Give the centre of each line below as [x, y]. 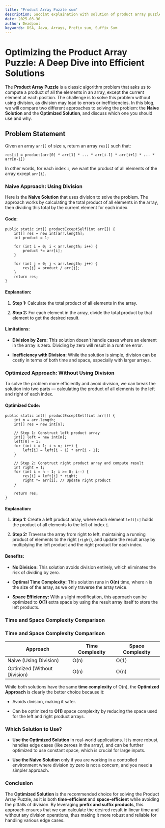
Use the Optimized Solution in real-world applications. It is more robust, [85, 740]
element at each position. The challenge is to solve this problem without [78, 98]
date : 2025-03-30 [23, 19]
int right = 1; [29, 468]
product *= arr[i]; [43, 251]
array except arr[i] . [26, 174]
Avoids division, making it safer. [44, 701]
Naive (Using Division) [33, 660]
